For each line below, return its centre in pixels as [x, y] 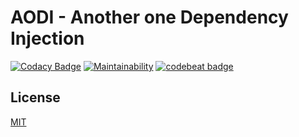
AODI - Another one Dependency [149, 17]
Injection [47, 38]
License [35, 97]
